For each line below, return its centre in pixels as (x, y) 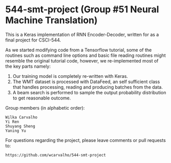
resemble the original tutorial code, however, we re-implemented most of (82, 60)
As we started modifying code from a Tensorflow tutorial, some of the (79, 50)
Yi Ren (12, 121)
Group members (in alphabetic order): (45, 108)
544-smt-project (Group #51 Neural (82, 9)
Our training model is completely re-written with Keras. (70, 76)
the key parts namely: (28, 66)
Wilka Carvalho (21, 117)
